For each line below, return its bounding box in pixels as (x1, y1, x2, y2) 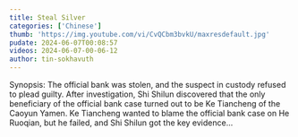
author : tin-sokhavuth (9, 55, 94, 64)
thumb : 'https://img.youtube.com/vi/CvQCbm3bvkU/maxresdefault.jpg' (9, 30, 270, 39)
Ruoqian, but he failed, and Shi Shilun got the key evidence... (9, 117, 234, 128)
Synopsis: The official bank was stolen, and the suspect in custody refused (9, 80, 286, 90)
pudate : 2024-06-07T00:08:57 (9, 38, 118, 47)
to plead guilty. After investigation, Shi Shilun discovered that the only (9, 89, 266, 99)
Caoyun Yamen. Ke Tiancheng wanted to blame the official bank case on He (9, 108, 290, 118)
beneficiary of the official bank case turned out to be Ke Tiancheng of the (9, 98, 281, 108)
